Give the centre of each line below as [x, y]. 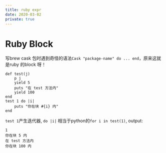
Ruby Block [29, 44]
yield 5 [22, 83]
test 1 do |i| [20, 101]
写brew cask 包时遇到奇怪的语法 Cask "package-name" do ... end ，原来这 [81, 58]
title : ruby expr [23, 10]
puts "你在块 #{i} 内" [36, 106]
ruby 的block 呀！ [28, 64]
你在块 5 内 [16, 135]
